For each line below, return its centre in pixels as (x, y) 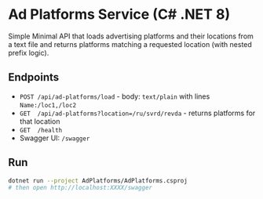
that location (40, 121)
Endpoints (34, 77)
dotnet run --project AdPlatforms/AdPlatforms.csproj (98, 181)
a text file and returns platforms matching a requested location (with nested (130, 44)
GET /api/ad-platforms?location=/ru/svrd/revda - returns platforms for (137, 113)
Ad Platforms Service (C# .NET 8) (119, 14)
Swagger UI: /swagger (55, 138)
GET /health (41, 130)
